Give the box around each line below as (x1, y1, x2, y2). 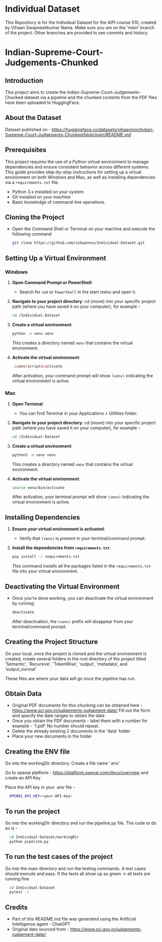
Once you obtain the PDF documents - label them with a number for (12, 718, 148, 724)
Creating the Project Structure (5, 638, 98, 646)
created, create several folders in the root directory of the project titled (5, 656, 146, 661)
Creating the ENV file (5, 747, 70, 756)
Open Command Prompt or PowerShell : (12, 279, 93, 285)
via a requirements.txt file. (5, 179, 59, 185)
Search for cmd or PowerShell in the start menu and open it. (19, 289, 137, 295)
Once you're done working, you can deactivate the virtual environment (12, 595, 154, 601)
